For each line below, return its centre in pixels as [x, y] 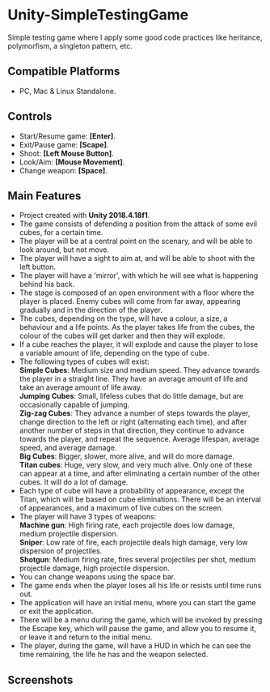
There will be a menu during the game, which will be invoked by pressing [141, 620]
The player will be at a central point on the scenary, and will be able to [136, 241]
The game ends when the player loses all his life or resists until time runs [140, 586]
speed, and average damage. [68, 448]
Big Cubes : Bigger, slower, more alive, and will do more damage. [127, 456]
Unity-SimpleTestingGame [98, 15]
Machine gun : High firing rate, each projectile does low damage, [127, 525]
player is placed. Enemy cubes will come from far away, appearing [130, 301]
